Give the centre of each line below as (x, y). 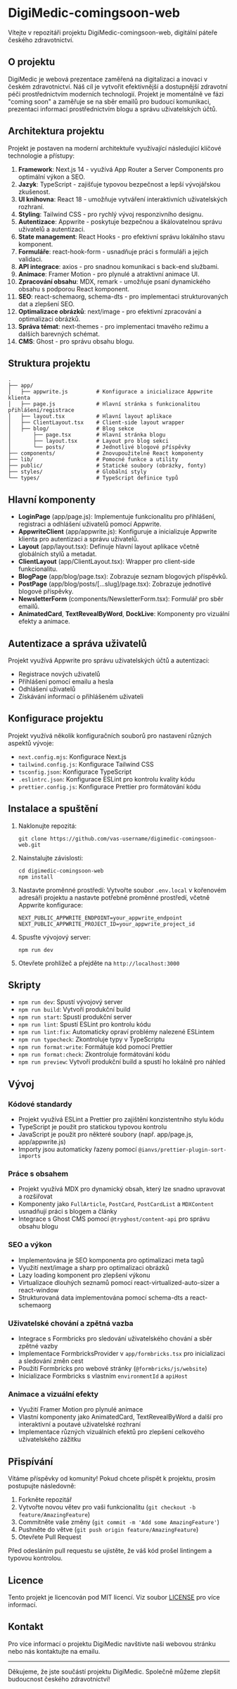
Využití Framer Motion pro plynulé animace (81, 1409)
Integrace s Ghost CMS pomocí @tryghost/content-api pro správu (114, 1219)
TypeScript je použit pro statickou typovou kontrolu (92, 1127)
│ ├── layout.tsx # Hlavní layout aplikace (90, 417)
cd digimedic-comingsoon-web (61, 871)
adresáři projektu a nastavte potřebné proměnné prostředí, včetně (114, 897)
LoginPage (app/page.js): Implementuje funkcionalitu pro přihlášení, (117, 517)
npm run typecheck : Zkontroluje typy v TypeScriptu (91, 1039)
